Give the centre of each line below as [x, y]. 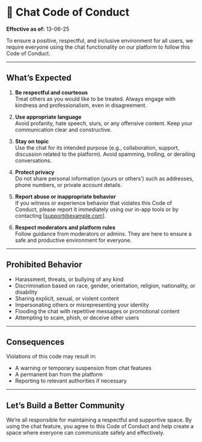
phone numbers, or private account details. [68, 185]
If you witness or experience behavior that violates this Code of [93, 203]
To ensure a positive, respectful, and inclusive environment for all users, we [100, 40]
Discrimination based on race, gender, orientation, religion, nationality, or [105, 286]
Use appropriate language [48, 117]
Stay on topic [32, 141]
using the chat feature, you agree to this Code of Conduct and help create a [100, 426]
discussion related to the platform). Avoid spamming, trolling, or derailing [105, 154]
